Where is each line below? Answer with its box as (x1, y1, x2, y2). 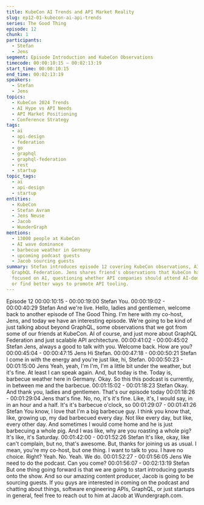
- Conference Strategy (12, 116, 69, 122)
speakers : (6, 77, 32, 83)
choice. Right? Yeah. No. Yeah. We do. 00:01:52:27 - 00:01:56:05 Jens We (6, 453, 192, 460)
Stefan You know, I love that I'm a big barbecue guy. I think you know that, (6, 408, 191, 415)
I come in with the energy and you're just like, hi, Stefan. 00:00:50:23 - (6, 356, 183, 363)
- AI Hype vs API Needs (12, 105, 72, 111)
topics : (6, 94, 26, 100)
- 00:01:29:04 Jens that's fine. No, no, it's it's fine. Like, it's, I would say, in (6, 394, 193, 402)
